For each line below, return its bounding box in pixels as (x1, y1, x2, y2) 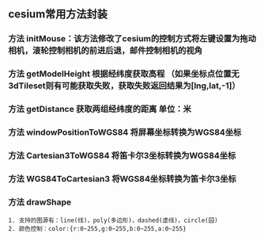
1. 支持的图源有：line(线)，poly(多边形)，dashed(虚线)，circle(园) (8, 216, 219, 224)
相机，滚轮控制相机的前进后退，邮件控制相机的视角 (8, 45, 203, 56)
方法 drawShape (8, 197, 72, 208)
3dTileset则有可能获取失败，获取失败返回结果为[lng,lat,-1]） (8, 80, 240, 91)
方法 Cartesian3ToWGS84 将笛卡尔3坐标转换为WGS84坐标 (8, 150, 236, 161)
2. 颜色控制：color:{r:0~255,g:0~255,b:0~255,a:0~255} (8, 225, 187, 233)
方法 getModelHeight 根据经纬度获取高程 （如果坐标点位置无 (8, 68, 239, 79)
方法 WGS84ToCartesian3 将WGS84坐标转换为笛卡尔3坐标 (8, 173, 237, 184)
